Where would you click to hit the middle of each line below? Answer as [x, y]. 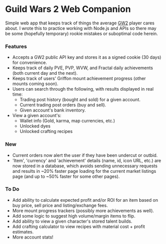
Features [16, 46]
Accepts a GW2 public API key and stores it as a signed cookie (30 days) [87, 57]
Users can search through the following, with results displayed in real [83, 89]
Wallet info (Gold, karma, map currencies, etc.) [67, 121]
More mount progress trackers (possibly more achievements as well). [83, 211]
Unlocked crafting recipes [46, 131]
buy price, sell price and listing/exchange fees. [60, 205]
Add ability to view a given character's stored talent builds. [72, 221]
